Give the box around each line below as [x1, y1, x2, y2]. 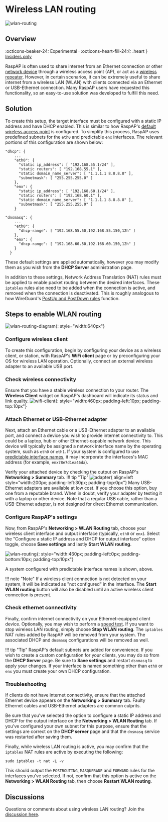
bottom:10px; [5, 556, 33, 562]
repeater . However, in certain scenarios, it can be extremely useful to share [5, 74, 160, 80]
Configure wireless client [5, 336, 68, 343]
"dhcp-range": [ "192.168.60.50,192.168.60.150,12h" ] [18, 241, 136, 246]
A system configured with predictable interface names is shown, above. [5, 566, 153, 572]
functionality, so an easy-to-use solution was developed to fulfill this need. [5, 89, 159, 96]
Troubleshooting [5, 680, 47, 687]
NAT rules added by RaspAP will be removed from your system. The [5, 631, 145, 637]
